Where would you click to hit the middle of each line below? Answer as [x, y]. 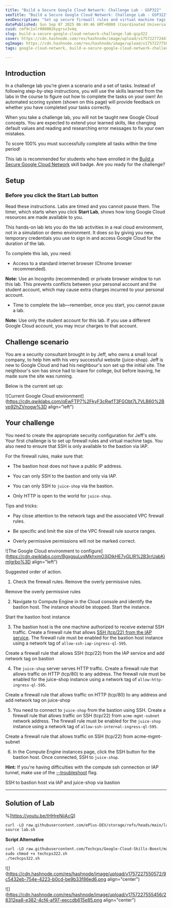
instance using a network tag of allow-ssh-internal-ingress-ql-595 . [85, 726]
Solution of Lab [30, 803]
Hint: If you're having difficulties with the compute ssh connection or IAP [82, 767]
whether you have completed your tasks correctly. [58, 108]
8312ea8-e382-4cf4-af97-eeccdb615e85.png [54, 900]
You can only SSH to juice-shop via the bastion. [63, 486]
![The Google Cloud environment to [42, 551]
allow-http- [151, 679]
